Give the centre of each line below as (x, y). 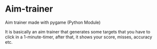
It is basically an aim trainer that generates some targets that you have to (78, 32)
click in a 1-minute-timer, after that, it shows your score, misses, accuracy (79, 37)
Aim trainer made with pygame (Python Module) (53, 22)
